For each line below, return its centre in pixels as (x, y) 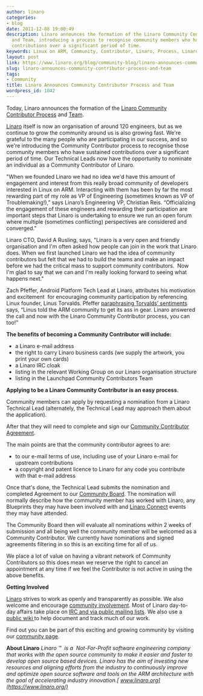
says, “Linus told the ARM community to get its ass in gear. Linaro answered (101, 309)
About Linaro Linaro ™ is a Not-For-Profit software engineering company (98, 648)
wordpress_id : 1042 (31, 91)
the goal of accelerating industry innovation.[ (63, 680)
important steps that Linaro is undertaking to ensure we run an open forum (99, 215)
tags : (13, 74)
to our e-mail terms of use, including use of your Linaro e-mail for (96, 456)
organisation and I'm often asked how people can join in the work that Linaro (101, 246)
